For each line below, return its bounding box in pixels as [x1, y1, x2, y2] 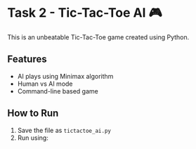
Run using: [17, 134, 49, 142]
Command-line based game [17, 86, 98, 95]
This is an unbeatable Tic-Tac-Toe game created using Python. [7, 32, 190, 41]
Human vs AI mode [17, 79, 73, 88]
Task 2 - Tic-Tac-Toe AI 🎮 [7, 5, 163, 21]
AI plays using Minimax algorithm [17, 72, 114, 80]
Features [7, 53, 47, 65]
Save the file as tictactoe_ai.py [17, 126, 111, 134]
